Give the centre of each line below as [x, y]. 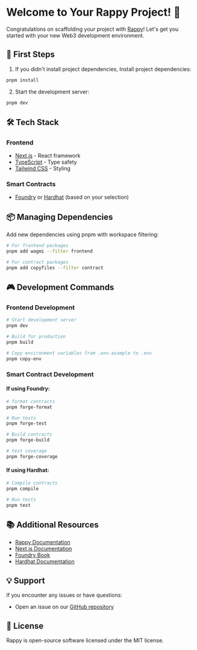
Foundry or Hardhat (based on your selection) [72, 197]
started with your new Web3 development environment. [75, 35]
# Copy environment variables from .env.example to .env [79, 353]
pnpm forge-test [27, 423]
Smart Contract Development [50, 374]
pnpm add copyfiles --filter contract [55, 268]
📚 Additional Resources [53, 525]
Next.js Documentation [43, 549]
